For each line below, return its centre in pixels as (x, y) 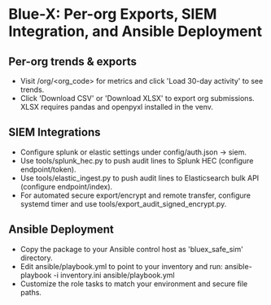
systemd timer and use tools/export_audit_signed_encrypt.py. (123, 203)
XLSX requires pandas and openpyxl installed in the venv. (117, 107)
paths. (31, 292)
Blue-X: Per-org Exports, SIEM (113, 14)
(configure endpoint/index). (66, 186)
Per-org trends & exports (72, 61)
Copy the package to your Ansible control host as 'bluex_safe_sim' (132, 249)
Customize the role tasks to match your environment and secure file (134, 283)
